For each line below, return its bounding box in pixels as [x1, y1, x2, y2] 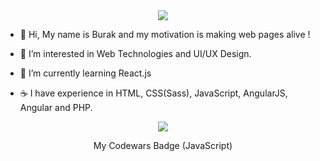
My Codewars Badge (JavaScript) [93, 140, 233, 151]
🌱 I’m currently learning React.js [19, 67, 152, 79]
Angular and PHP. [19, 102, 93, 113]
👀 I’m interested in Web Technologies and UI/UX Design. [19, 48, 252, 59]
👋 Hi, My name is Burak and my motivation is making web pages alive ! [19, 29, 311, 40]
